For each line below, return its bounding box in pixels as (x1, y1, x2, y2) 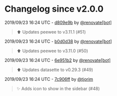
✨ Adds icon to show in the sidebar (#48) (16, 85, 100, 91)
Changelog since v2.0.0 (4, 3, 104, 15)
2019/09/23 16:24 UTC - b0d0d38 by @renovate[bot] (4, 38, 112, 44)
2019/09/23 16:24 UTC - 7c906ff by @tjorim (4, 76, 94, 82)
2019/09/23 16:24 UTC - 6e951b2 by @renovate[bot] (4, 57, 111, 63)
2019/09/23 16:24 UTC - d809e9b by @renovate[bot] (4, 19, 112, 25)
